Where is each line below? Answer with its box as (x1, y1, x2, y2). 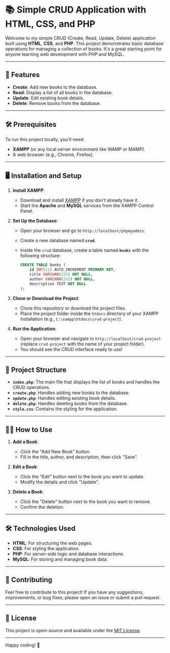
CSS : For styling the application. (12, 546, 80, 552)
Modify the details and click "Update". (20, 479, 100, 485)
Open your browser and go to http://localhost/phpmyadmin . (20, 227, 146, 234)
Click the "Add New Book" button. (20, 449, 91, 455)
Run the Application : (12, 325, 57, 332)
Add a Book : (12, 439, 39, 445)
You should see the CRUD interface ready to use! (20, 346, 123, 352)
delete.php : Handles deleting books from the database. (12, 401, 128, 407)
